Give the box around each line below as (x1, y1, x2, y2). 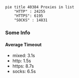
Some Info (5, 29, 31, 36)
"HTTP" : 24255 (14, 9, 46, 14)
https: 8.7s (12, 63, 34, 69)
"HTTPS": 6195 (14, 13, 43, 18)
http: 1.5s (12, 58, 31, 64)
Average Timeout (5, 41, 42, 47)
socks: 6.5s (12, 69, 36, 75)
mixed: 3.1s (12, 53, 35, 59)
